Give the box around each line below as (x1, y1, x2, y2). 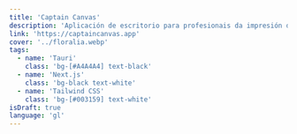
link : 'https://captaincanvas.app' (9, 29, 141, 38)
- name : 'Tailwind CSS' (17, 86, 104, 95)
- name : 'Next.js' (17, 71, 86, 79)
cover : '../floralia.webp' (9, 37, 109, 47)
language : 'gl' (9, 111, 65, 120)
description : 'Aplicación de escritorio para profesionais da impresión (9, 21, 283, 30)
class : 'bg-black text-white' (25, 78, 137, 87)
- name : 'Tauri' (17, 54, 77, 63)
